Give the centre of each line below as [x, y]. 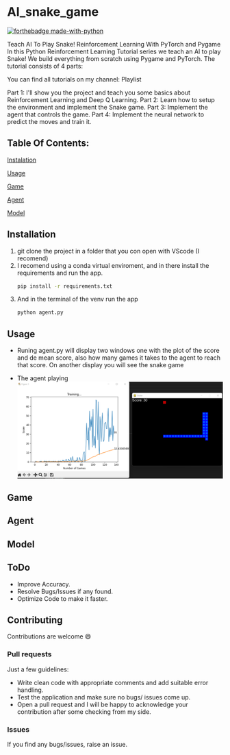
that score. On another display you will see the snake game [100, 365]
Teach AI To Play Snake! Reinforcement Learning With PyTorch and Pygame [114, 44]
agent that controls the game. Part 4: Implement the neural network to [105, 114]
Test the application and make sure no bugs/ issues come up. [104, 697]
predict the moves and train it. [49, 121]
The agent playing [42, 378]
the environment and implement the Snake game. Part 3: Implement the [108, 107]
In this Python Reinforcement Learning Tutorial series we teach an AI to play [114, 51]
